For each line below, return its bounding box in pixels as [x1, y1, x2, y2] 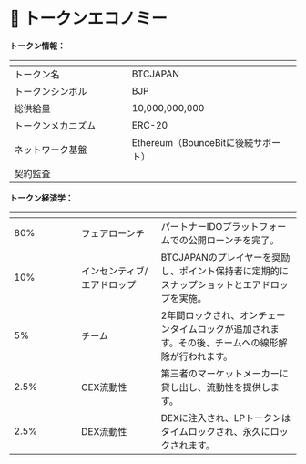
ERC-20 [131, 119, 168, 131]
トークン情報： [9, 40, 66, 51]
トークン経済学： [9, 192, 74, 203]
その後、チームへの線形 [178, 336, 279, 349]
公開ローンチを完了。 [188, 233, 280, 246]
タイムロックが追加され [169, 323, 270, 335]
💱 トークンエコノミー [9, 8, 168, 29]
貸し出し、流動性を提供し [160, 380, 271, 393]
